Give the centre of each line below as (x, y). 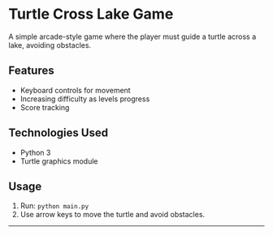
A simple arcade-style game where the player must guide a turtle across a (132, 36)
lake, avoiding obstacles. (50, 45)
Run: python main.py (54, 206)
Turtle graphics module (59, 161)
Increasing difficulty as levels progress (85, 99)
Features (31, 71)
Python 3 (35, 152)
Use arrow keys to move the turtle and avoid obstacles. (113, 215)
